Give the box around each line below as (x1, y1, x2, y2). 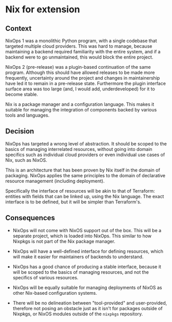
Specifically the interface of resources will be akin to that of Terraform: (5, 187, 155, 194)
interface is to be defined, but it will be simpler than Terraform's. (5, 199, 142, 205)
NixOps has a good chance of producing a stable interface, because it (12, 263, 162, 270)
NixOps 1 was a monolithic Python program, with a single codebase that (5, 37, 158, 44)
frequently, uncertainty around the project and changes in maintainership (5, 75, 160, 81)
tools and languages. (5, 112, 50, 118)
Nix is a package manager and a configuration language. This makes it (5, 101, 155, 107)
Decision (5, 127, 34, 136)
